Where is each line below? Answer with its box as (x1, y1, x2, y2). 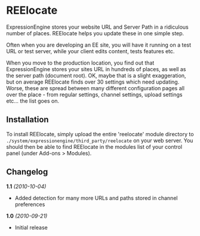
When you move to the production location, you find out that (6, 59, 155, 66)
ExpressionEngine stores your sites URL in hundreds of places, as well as (6, 65, 186, 72)
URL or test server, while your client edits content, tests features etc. (6, 47, 175, 54)
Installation (6, 115, 49, 125)
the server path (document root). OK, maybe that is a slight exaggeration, (6, 72, 186, 79)
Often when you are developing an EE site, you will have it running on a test (6, 41, 192, 48)
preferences (14, 201, 45, 208)
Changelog (6, 167, 48, 177)
